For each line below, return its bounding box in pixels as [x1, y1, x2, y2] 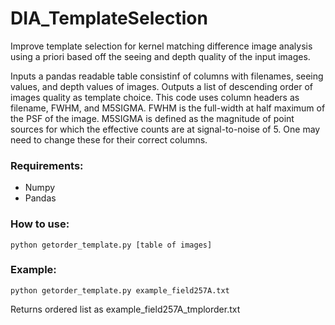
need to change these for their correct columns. [10, 133, 208, 146]
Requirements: [10, 158, 84, 172]
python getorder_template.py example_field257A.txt [10, 285, 230, 296]
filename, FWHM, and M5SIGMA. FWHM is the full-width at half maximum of [10, 102, 326, 114]
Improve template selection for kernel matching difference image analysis [10, 40, 313, 52]
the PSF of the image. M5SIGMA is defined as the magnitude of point [10, 112, 295, 124]
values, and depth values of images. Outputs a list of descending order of [10, 80, 314, 92]
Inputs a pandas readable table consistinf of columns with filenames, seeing [10, 70, 324, 82]
